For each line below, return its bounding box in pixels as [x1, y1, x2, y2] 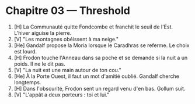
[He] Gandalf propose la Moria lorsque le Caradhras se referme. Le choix [13, 42, 190, 49]
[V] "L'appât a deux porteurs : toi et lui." [13, 91, 110, 98]
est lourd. [13, 48, 37, 55]
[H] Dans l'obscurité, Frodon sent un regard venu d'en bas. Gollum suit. [13, 85, 186, 92]
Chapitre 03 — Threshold [5, 4, 131, 17]
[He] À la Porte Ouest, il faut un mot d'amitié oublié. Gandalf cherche [13, 73, 179, 80]
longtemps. [13, 78, 41, 85]
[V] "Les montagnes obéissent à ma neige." [13, 35, 119, 42]
